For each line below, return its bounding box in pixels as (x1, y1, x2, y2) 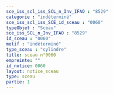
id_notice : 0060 (6, 62, 46, 69)
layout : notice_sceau (6, 68, 59, 74)
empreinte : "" (6, 57, 41, 63)
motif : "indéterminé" (6, 41, 61, 47)
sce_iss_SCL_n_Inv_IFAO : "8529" (6, 30, 88, 36)
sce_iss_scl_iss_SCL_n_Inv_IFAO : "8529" (6, 8, 109, 15)
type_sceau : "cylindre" (6, 47, 67, 53)
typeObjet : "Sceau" (6, 25, 57, 31)
